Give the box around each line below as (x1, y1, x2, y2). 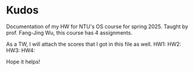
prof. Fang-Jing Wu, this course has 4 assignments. (6, 29, 132, 36)
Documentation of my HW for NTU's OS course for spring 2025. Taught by (6, 23, 189, 30)
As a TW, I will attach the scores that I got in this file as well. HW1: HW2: (6, 40, 182, 48)
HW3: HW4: (6, 46, 36, 53)
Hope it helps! (6, 58, 40, 65)
